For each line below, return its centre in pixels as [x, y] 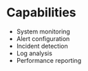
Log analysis [34, 53]
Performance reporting [49, 60]
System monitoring [43, 31]
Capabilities [41, 13]
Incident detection [42, 46]
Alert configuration [43, 38]
